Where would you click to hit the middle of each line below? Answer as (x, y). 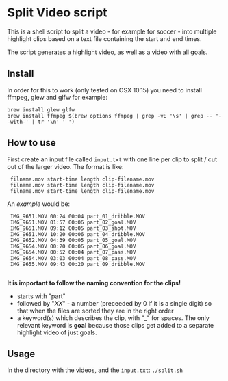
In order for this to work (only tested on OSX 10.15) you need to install (104, 90)
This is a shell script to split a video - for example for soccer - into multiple (112, 31)
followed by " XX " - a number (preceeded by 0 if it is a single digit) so (114, 303)
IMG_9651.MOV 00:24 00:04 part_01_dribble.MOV (78, 216)
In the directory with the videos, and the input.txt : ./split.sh (95, 370)
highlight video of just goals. (57, 332)
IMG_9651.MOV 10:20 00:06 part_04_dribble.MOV (78, 234)
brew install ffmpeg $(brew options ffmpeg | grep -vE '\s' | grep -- (110, 116)
